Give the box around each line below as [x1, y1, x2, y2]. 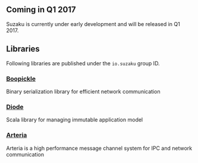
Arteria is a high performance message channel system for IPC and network [6, 145, 192, 152]
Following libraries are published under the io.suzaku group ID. [6, 59, 160, 67]
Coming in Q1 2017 [6, 5, 76, 15]
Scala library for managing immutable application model [6, 116, 143, 123]
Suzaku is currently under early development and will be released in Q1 [6, 20, 180, 27]
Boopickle [6, 74, 36, 82]
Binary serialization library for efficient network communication [6, 88, 161, 95]
